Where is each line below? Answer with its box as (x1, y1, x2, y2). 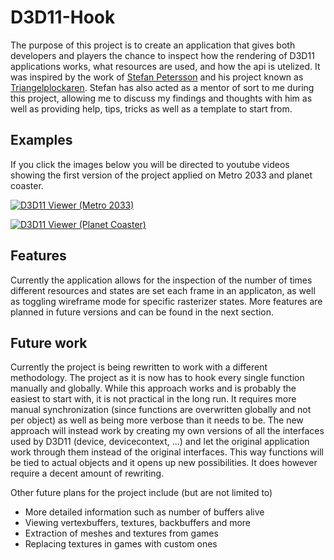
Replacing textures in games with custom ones (24, 538, 218, 550)
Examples (10, 132, 73, 149)
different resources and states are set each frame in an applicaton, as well (10, 284, 316, 296)
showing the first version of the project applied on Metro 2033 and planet (10, 169, 313, 181)
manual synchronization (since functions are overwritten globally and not (10, 404, 312, 416)
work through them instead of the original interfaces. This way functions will (10, 446, 324, 458)
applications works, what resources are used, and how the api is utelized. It (10, 60, 321, 72)
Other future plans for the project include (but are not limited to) (10, 487, 273, 499)
